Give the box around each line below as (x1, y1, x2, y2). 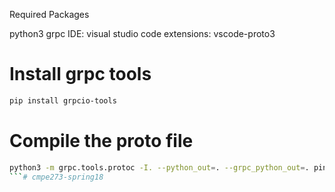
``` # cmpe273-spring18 (9, 172, 104, 182)
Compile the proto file (9, 130, 194, 152)
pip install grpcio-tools (9, 95, 117, 106)
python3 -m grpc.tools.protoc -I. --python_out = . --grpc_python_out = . (9, 162, 310, 173)
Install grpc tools (9, 63, 152, 86)
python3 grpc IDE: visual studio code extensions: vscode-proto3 (9, 28, 276, 39)
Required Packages (9, 9, 90, 20)
